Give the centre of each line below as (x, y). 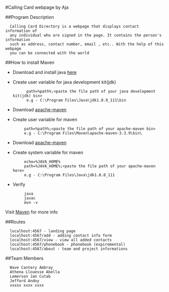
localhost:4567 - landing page (43, 231)
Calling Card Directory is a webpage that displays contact (74, 26)
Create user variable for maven (45, 119)
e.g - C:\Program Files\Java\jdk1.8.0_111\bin (76, 100)
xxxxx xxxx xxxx (27, 285)
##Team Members (25, 258)
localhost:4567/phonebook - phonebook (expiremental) (68, 244)
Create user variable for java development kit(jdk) (64, 82)
